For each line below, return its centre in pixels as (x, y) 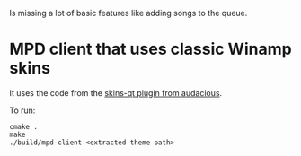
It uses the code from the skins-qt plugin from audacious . (116, 92)
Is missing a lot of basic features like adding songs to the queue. (128, 13)
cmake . (24, 126)
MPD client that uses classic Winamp (150, 49)
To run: (22, 110)
